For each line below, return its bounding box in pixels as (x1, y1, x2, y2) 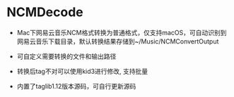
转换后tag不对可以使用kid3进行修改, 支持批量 (16, 67, 148, 75)
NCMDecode (6, 4, 84, 20)
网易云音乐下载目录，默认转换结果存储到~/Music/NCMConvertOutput (16, 37, 219, 46)
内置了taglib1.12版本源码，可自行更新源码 (16, 82, 136, 90)
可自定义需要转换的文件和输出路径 (16, 52, 117, 60)
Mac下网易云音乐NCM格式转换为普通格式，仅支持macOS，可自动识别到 (16, 28, 227, 37)
